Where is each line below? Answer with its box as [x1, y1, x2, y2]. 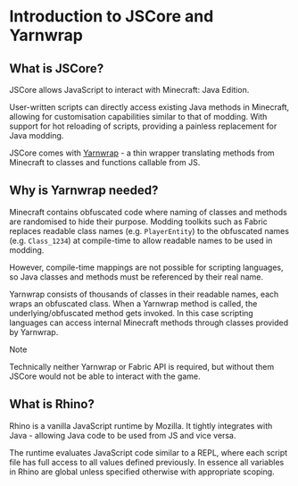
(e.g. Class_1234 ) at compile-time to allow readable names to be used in [9, 235, 273, 246]
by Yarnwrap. [9, 326, 59, 337]
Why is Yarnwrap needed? [9, 183, 159, 198]
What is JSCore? [9, 61, 104, 76]
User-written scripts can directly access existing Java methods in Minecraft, [9, 102, 290, 113]
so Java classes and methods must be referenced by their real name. [9, 271, 263, 282]
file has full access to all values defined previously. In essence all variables [9, 457, 285, 467]
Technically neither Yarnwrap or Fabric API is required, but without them [9, 361, 275, 372]
